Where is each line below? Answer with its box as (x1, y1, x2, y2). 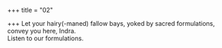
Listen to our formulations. (7, 34, 84, 42)
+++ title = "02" (7, 6, 54, 14)
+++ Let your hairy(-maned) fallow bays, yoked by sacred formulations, (7, 19, 215, 27)
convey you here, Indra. (7, 27, 76, 35)
